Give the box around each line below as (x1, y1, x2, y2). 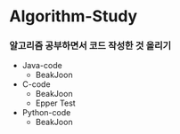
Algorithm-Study (9, 6, 138, 27)
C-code (21, 79, 51, 90)
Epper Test (35, 98, 76, 108)
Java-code (21, 60, 62, 71)
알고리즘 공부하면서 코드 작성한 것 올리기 (9, 40, 172, 52)
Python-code (21, 107, 71, 118)
